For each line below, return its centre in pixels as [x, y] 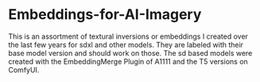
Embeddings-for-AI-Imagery [105, 15]
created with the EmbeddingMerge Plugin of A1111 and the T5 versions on [128, 61]
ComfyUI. [24, 69]
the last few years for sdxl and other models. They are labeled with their [126, 44]
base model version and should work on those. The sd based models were [130, 53]
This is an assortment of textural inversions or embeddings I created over [128, 36]
